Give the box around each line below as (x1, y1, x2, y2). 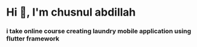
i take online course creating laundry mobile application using (6, 27, 192, 36)
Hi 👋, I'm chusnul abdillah (6, 5, 136, 19)
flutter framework (6, 34, 60, 43)
